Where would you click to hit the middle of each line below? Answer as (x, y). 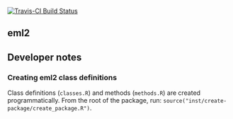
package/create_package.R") (49, 109)
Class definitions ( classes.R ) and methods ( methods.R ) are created (104, 93)
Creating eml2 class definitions (62, 77)
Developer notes (45, 57)
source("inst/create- (195, 101)
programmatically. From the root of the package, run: (85, 101)
